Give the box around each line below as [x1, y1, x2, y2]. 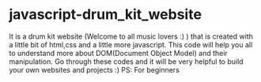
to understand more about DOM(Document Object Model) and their [9, 48, 228, 58]
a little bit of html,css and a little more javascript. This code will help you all [9, 39, 253, 49]
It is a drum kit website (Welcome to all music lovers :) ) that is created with [9, 32, 254, 41]
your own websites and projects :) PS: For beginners [9, 65, 180, 74]
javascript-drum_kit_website [9, 6, 202, 24]
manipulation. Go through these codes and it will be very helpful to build [9, 57, 244, 66]
